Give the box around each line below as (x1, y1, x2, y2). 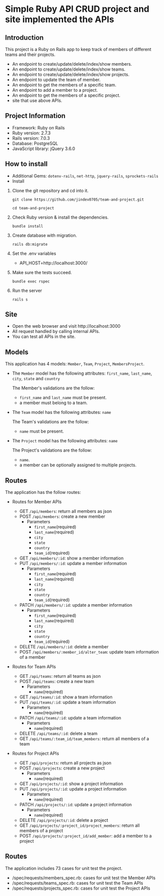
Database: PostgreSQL (12, 140, 58, 146)
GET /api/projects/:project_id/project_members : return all (19, 822, 140, 828)
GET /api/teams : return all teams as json (19, 673, 101, 679)
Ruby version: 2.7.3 (12, 130, 51, 136)
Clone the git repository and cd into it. (12, 187, 89, 193)
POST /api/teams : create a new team (19, 678, 94, 685)
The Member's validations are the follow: (12, 385, 95, 391)
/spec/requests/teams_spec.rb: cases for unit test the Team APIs (12, 880, 143, 886)
